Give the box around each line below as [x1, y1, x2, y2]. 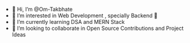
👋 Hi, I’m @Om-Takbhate [11, 6, 73, 13]
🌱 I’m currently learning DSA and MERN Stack [11, 19, 125, 25]
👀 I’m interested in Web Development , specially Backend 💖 [11, 12, 158, 19]
